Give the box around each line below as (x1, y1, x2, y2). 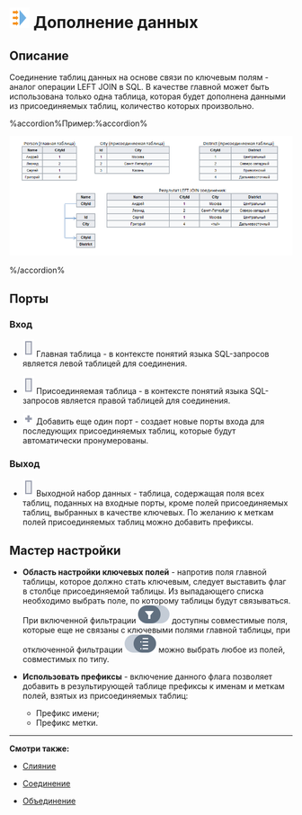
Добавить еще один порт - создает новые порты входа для (35, 416, 265, 427)
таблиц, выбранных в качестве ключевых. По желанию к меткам (22, 507, 274, 518)
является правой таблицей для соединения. (61, 395, 231, 407)
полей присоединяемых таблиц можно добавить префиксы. (22, 516, 254, 528)
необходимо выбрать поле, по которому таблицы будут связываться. (22, 596, 291, 606)
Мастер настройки (9, 542, 121, 558)
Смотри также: (9, 743, 70, 754)
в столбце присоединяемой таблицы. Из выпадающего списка (22, 586, 264, 596)
